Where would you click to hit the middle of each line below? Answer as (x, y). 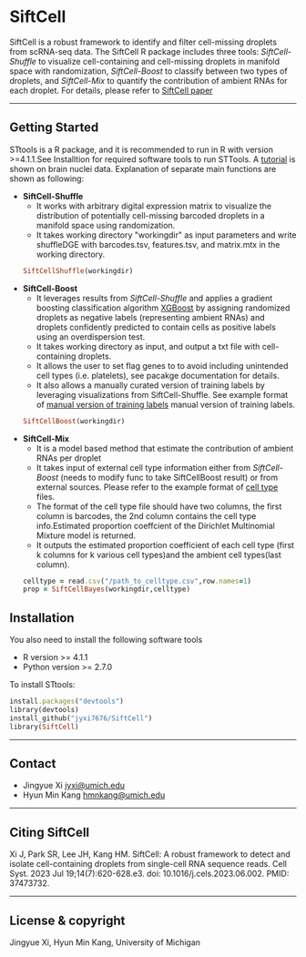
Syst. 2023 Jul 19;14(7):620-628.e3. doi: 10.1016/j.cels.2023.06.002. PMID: (149, 874)
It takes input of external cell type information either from (143, 467)
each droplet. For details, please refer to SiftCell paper (111, 90)
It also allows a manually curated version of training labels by (151, 385)
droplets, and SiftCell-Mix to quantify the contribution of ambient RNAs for (149, 80)
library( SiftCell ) (44, 727)
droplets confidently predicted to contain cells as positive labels (156, 327)
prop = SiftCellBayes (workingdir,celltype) (107, 589)
